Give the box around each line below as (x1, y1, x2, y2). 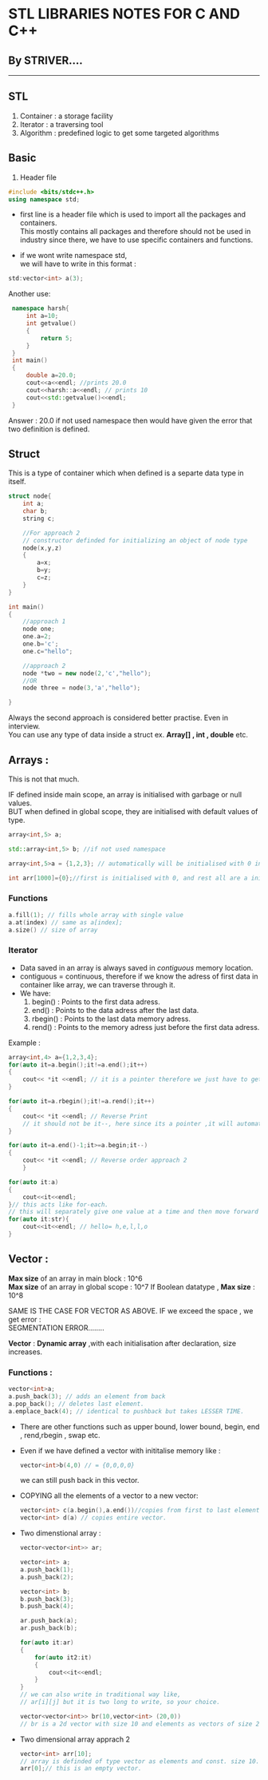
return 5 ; (40, 334, 73, 342)
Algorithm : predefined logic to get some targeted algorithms (19, 128, 219, 137)
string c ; (22, 515, 56, 522)
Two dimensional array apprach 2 (19, 1734, 130, 1744)
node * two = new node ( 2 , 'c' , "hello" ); (22, 669, 152, 677)
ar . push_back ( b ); (19, 1624, 78, 1632)
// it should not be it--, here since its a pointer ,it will (22, 1119, 234, 1127)
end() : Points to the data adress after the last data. (31, 1005, 199, 1015)
